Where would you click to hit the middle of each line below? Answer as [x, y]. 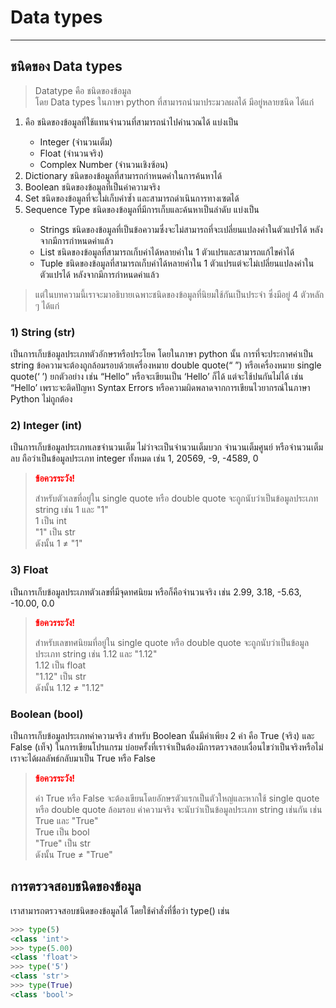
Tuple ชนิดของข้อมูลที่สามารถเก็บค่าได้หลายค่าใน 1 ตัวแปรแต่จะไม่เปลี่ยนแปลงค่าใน [177, 263]
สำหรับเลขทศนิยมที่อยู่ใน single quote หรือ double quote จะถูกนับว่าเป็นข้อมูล [172, 642]
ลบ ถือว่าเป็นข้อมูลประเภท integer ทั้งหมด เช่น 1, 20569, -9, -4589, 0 [134, 458]
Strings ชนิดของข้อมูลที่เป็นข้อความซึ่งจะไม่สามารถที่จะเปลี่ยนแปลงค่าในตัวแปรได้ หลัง [181, 229]
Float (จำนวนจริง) [71, 153]
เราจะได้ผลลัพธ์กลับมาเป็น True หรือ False [83, 758]
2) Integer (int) [46, 425]
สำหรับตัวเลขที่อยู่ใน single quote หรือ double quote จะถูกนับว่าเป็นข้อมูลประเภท [176, 498]
